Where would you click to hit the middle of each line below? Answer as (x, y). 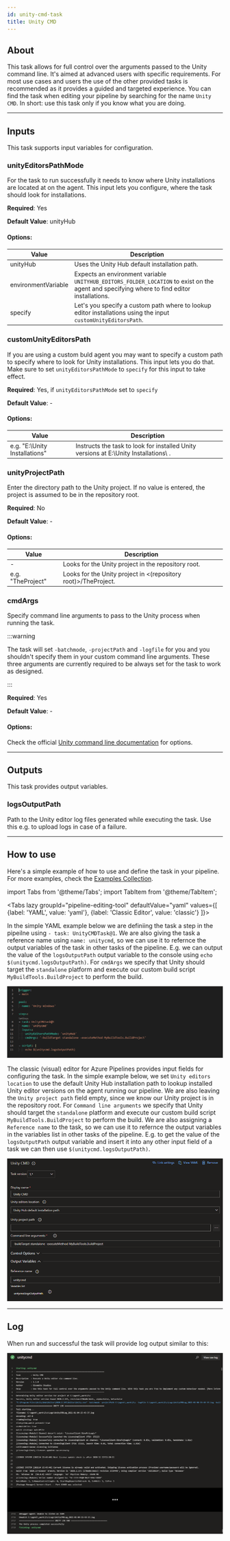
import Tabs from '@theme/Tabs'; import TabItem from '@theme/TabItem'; (112, 892)
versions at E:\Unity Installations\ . (123, 453)
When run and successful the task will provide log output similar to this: (108, 1343)
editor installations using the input (122, 313)
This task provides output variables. (57, 787)
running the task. (31, 623)
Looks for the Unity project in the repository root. (131, 564)
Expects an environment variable (120, 274)
